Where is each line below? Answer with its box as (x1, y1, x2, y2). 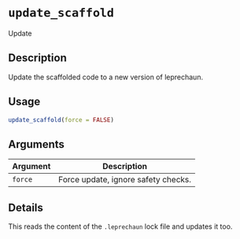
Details (8, 200, 43, 214)
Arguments (8, 138, 65, 151)
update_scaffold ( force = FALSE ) (8, 116, 114, 123)
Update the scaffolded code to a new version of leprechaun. (8, 72, 203, 82)
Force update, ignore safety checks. (58, 175, 191, 186)
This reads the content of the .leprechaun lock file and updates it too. (8, 222, 233, 231)
